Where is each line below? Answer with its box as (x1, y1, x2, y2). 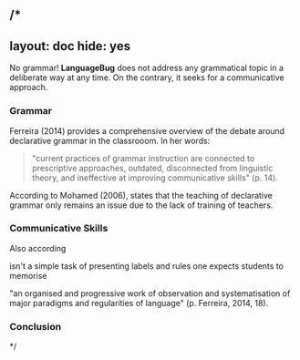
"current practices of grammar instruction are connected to (31, 152, 255, 163)
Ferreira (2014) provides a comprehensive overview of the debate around (9, 125, 285, 136)
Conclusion (9, 320, 62, 333)
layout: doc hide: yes (9, 38, 130, 54)
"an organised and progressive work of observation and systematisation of (9, 287, 291, 299)
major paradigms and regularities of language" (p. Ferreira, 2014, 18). (9, 297, 269, 308)
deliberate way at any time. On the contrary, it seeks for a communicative (9, 72, 284, 83)
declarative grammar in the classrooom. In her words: (9, 135, 211, 146)
